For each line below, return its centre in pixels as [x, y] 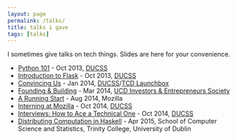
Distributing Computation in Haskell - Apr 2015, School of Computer [117, 121]
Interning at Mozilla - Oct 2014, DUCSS [75, 106]
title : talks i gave [38, 27]
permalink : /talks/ [36, 21]
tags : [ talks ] [29, 34]
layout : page [27, 14]
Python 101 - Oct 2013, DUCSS [63, 68]
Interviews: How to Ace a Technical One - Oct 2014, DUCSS [106, 114]
